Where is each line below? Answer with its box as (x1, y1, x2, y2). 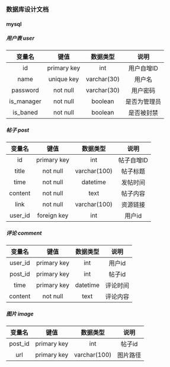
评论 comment (6, 229, 42, 237)
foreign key (37, 212, 69, 220)
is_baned (12, 108, 39, 117)
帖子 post (6, 126, 30, 134)
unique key (48, 75, 79, 84)
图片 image (6, 310, 34, 318)
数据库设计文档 (6, 5, 49, 13)
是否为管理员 (125, 98, 162, 106)
